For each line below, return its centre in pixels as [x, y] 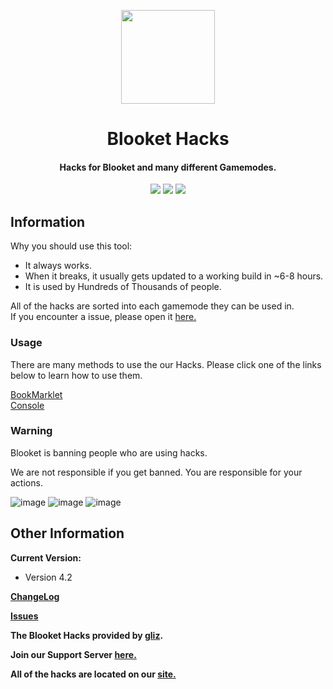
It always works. [58, 266]
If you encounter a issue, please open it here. [103, 317]
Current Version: [46, 557]
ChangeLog [35, 596]
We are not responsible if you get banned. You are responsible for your [156, 472]
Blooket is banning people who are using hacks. [109, 452]
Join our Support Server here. [73, 654]
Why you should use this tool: [71, 246]
